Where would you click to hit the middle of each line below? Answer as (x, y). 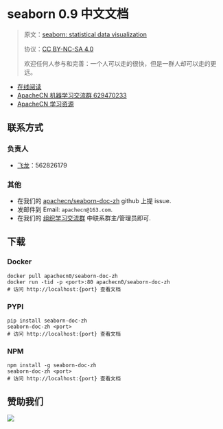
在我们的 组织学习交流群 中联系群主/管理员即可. (84, 218)
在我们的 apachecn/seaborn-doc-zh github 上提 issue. (94, 200)
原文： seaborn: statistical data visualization (85, 34)
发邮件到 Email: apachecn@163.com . (65, 209)
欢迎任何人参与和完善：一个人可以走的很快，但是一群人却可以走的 (117, 63)
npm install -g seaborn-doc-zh (52, 366)
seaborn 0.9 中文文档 (68, 14)
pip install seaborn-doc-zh (47, 321)
